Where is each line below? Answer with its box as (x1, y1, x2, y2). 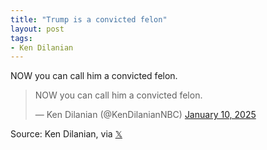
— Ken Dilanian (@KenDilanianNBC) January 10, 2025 (34, 109, 257, 121)
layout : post (10, 24, 65, 34)
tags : (10, 33, 33, 43)
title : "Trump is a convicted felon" (10, 14, 168, 25)
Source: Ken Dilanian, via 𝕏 (10, 128, 123, 140)
